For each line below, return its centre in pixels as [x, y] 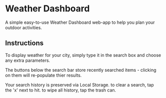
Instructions [24, 43]
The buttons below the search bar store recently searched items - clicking [81, 70]
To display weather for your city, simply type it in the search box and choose [83, 55]
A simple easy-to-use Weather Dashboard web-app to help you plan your [80, 22]
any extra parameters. [28, 60]
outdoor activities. [24, 27]
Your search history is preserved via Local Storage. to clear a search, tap [80, 85]
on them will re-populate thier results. [43, 75]
